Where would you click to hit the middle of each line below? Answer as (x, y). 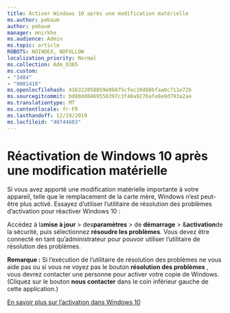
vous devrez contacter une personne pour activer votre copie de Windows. (113, 275)
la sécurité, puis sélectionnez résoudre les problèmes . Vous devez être (108, 232)
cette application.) (33, 289)
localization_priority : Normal (52, 58)
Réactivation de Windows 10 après (107, 156)
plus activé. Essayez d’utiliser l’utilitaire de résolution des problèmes (116, 204)
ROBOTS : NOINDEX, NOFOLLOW (46, 52)
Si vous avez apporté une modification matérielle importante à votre (103, 189)
